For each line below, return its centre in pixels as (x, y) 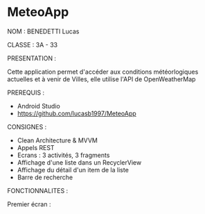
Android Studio (38, 106)
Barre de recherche (45, 177)
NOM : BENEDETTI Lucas (43, 31)
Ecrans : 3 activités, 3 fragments (63, 155)
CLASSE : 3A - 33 (33, 44)
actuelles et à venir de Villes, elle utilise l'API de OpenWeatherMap (101, 79)
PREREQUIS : (26, 92)
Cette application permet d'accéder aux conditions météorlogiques (103, 72)
